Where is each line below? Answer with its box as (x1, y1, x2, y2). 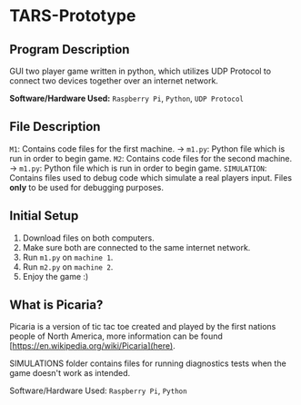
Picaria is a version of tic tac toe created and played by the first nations (9, 321, 276, 332)
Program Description (9, 42, 130, 57)
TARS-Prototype (9, 5, 136, 26)
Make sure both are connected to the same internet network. (22, 242, 251, 252)
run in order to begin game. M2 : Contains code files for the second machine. (9, 153, 293, 163)
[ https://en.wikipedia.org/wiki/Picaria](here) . (9, 341, 176, 351)
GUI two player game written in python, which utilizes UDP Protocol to (9, 65, 271, 76)
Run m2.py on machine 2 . (22, 261, 114, 272)
